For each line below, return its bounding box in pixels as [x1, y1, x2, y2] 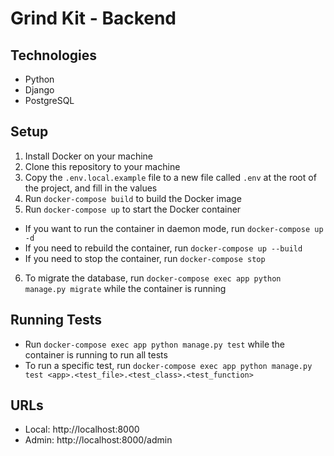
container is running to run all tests [24, 348, 168, 361]
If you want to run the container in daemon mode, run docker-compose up [24, 222, 324, 234]
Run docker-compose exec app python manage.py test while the [24, 338, 286, 350]
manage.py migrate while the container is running [24, 282, 227, 294]
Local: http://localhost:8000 [24, 423, 140, 436]
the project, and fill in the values [24, 182, 158, 194]
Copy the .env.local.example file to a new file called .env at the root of [24, 171, 317, 183]
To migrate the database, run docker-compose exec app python [24, 272, 282, 284]
